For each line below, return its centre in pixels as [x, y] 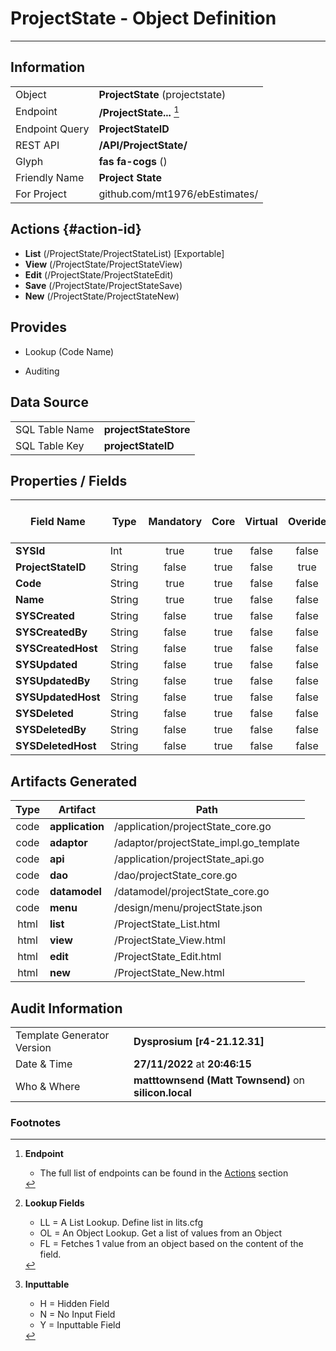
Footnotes [36, 1122]
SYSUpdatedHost [58, 697]
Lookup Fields [54, 1203]
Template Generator [62, 1035]
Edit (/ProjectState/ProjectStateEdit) [99, 274]
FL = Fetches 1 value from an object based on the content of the [171, 1244]
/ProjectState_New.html [169, 973]
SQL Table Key [50, 445]
